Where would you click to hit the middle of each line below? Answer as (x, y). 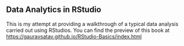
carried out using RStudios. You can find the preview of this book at (88, 30)
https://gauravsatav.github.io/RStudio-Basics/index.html (74, 36)
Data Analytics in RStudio (54, 10)
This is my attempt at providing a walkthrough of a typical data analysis (92, 24)
